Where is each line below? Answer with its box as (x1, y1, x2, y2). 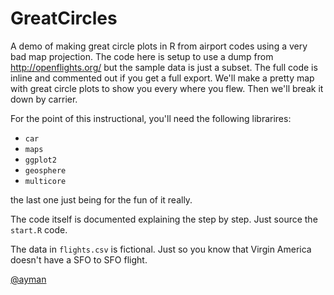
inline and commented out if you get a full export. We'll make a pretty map (10, 72, 315, 84)
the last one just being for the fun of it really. (10, 193, 193, 206)
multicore (24, 176, 67, 186)
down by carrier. (10, 93, 78, 105)
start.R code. (10, 223, 68, 236)
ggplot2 (24, 155, 57, 165)
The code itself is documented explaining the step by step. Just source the (10, 213, 318, 225)
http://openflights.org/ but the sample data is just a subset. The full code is (10, 61, 318, 73)
